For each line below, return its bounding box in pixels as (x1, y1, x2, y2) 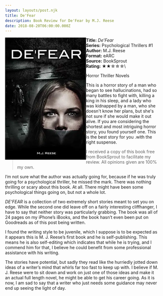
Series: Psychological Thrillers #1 (86, 42, 153, 48)
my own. (17, 164, 35, 170)
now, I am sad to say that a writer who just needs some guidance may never (5, 280, 157, 286)
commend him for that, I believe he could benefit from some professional (5, 245, 151, 251)
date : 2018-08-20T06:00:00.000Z (5, 23, 71, 28)
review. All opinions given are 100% (86, 159, 157, 165)
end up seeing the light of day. (5, 285, 66, 291)
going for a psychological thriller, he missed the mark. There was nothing (5, 179, 152, 185)
